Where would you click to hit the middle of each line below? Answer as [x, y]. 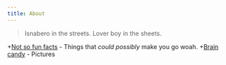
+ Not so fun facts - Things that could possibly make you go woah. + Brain [113, 46]
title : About [26, 13]
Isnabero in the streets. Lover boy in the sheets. [93, 33]
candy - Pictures [31, 54]
